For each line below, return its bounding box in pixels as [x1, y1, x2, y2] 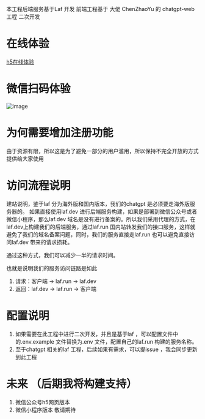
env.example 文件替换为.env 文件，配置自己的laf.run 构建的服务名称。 [22, 338, 198, 345]
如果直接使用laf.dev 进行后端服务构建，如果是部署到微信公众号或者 [29, 208, 197, 215]
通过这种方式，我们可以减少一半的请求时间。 [6, 251, 119, 259]
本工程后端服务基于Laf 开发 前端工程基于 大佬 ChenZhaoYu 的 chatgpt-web [6, 6, 195, 12]
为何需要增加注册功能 [6, 126, 114, 140]
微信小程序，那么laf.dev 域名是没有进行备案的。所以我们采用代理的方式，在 [6, 215, 196, 222]
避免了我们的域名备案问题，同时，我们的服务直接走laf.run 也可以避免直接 [6, 230, 190, 238]
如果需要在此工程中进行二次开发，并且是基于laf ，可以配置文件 [15, 330, 173, 338]
